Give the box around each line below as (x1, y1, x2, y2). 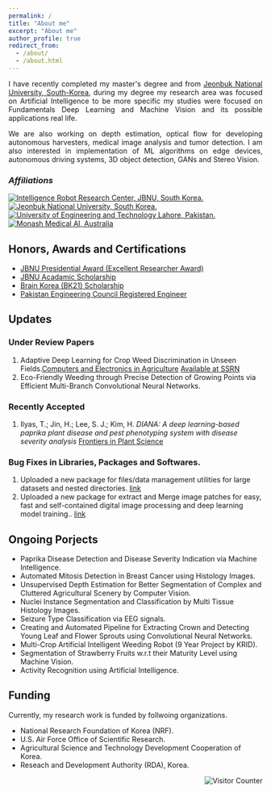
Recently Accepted (8, 401, 85, 412)
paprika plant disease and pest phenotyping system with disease (19, 428, 238, 437)
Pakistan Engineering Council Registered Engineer (19, 289, 187, 298)
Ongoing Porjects (8, 532, 98, 546)
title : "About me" (8, 19, 70, 27)
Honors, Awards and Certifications (8, 242, 187, 256)
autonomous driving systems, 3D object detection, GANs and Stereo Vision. (8, 154, 260, 164)
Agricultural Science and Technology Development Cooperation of (19, 743, 242, 753)
